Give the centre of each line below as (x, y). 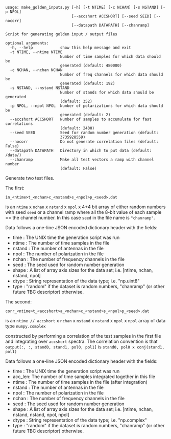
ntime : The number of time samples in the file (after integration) (80, 382)
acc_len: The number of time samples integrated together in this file (84, 377)
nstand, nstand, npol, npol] (41, 415)
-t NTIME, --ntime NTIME (36, 52)
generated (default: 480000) (91, 65)
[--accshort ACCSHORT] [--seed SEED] (112, 16)
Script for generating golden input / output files (61, 34)
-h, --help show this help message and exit (70, 48)
